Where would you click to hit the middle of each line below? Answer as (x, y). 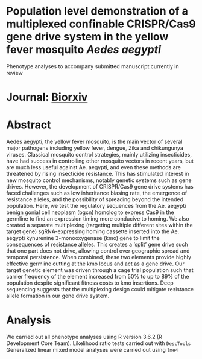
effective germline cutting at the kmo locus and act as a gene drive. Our (96, 264)
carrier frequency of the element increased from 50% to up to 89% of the (98, 277)
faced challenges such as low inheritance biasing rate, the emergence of (97, 193)
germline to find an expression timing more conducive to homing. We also (98, 219)
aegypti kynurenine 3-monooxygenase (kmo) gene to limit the (83, 238)
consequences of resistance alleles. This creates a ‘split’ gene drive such (97, 244)
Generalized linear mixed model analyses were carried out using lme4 (92, 350)
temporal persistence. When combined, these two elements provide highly (99, 257)
